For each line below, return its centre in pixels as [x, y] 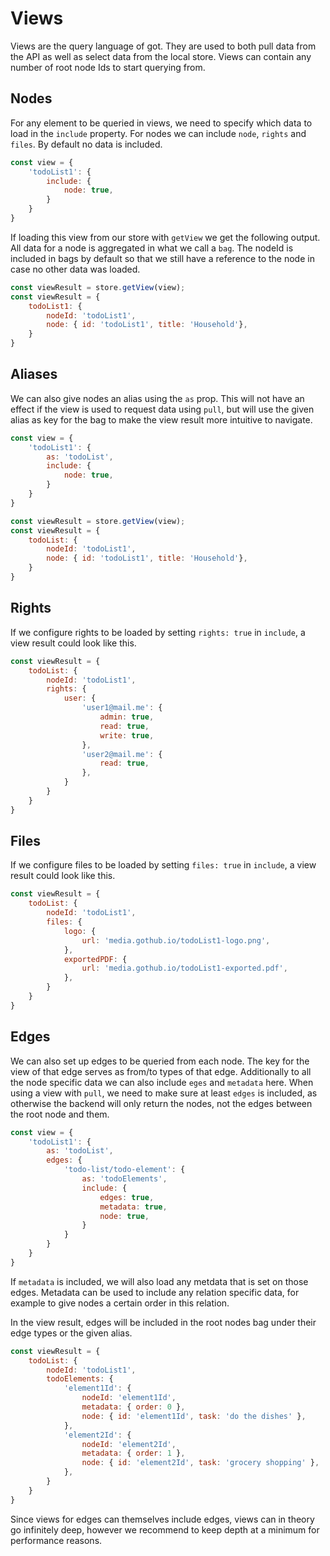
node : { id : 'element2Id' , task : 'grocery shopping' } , [200, 1463]
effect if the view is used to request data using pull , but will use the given [162, 409]
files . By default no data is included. [86, 144]
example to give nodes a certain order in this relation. [120, 1303]
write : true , [127, 735]
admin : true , [127, 717]
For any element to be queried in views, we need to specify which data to [161, 123]
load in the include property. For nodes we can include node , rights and [158, 133]
